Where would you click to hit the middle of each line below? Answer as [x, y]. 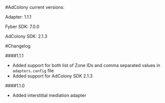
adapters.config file [33, 70]
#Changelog [18, 46]
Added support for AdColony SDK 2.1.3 [52, 76]
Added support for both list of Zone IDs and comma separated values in [86, 65]
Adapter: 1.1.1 [18, 17]
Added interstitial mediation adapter [49, 95]
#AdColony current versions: [35, 7]
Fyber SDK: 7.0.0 [22, 26]
